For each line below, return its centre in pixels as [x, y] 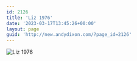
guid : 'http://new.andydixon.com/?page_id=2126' [69, 35]
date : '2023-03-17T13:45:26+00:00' [51, 23]
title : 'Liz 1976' [30, 18]
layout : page [23, 29]
